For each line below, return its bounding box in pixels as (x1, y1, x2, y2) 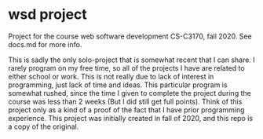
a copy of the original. (8, 122, 79, 131)
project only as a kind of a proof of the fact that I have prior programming (8, 104, 245, 115)
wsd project (8, 5, 88, 24)
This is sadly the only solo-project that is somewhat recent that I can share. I (8, 55, 255, 64)
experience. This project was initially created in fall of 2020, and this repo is (8, 113, 254, 123)
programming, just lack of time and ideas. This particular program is (8, 80, 228, 90)
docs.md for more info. (8, 39, 82, 49)
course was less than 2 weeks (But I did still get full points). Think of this (8, 97, 243, 106)
